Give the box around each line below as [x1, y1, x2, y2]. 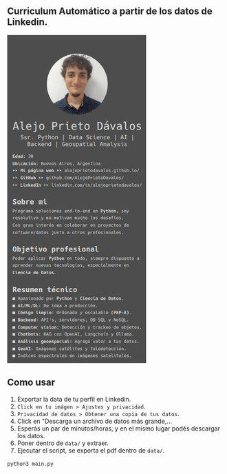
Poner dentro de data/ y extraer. [17, 439, 109, 447]
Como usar [7, 377, 56, 389]
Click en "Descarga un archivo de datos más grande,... [17, 417, 172, 425]
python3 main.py [7, 460, 54, 467]
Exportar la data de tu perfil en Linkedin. [17, 395, 131, 403]
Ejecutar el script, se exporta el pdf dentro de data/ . [17, 446, 165, 454]
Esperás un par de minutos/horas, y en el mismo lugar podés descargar [17, 424, 220, 433]
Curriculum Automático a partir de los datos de [7, 6, 213, 17]
